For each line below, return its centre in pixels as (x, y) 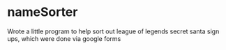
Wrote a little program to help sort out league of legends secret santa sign (113, 31)
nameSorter (43, 12)
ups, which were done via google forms (64, 38)
